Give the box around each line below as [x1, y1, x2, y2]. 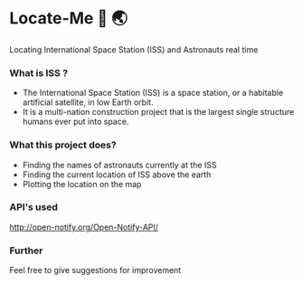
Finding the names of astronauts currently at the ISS [22, 159, 217, 170]
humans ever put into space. [22, 116, 129, 128]
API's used [9, 201, 59, 213]
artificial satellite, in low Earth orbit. [22, 97, 154, 108]
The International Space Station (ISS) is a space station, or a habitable [22, 88, 284, 99]
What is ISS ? [9, 66, 69, 79]
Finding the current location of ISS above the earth [22, 169, 212, 180]
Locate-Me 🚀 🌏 [9, 8, 128, 29]
